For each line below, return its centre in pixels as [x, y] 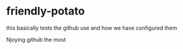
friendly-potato [46, 11]
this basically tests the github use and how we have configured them [92, 28]
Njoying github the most [36, 39]
